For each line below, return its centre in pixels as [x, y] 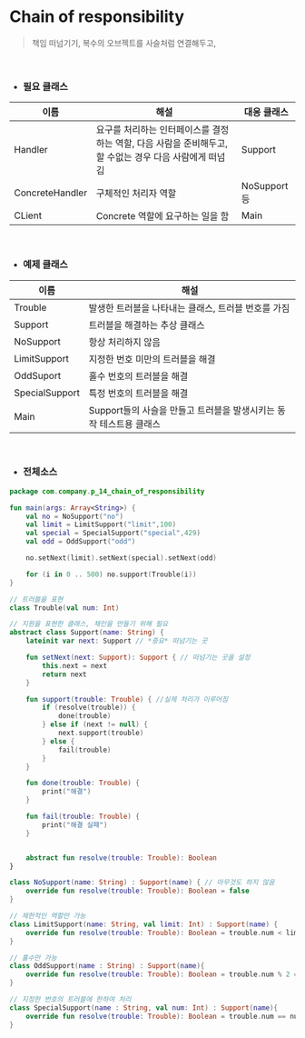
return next [65, 674]
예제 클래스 [45, 264]
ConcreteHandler [51, 193]
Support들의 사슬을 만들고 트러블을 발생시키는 [182, 410]
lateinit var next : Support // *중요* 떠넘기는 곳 [117, 641]
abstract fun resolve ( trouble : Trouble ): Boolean [122, 858]
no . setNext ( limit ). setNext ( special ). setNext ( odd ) [122, 558]
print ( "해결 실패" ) [75, 824]
